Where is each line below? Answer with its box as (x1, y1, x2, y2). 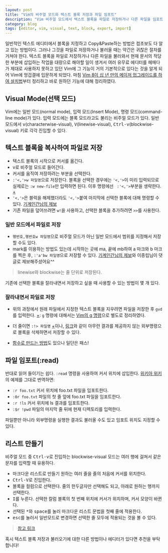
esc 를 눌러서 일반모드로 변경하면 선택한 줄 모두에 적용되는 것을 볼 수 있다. (12, 514, 157, 520)
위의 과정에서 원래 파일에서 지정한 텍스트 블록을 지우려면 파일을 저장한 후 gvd (12, 306, 162, 312)
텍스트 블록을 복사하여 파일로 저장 (5, 144, 103, 152)
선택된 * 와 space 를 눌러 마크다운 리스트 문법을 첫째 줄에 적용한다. (12, 508, 142, 514)
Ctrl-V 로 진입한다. (12, 477, 52, 483)
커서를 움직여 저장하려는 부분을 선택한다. (12, 170, 92, 176)
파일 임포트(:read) (5, 356, 59, 364)
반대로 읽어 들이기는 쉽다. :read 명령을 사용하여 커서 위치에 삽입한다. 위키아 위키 (5, 371, 162, 377)
